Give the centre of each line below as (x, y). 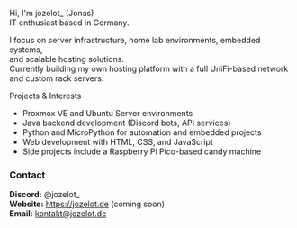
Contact (27, 175)
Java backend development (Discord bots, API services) (126, 123)
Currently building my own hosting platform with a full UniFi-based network (149, 68)
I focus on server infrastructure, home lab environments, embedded (135, 40)
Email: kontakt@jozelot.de (58, 214)
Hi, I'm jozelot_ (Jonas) (52, 13)
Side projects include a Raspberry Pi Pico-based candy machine (142, 151)
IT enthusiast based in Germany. (69, 23)
